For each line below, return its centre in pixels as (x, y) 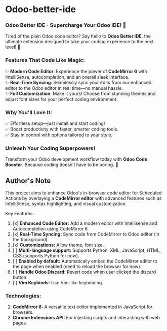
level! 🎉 (13, 47)
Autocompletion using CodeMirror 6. (51, 229)
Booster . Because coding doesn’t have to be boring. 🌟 (62, 165)
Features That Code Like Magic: (45, 60)
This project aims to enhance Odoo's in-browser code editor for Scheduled (83, 193)
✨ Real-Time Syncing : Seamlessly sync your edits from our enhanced (78, 82)
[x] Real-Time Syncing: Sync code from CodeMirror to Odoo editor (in (86, 234)
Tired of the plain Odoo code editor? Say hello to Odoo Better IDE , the (78, 36)
